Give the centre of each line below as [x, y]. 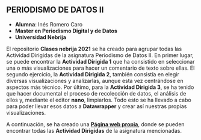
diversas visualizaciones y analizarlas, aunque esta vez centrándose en [95, 81]
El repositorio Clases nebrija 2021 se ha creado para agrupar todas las [94, 49]
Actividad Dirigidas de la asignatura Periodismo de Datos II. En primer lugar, [100, 55]
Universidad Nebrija [40, 37]
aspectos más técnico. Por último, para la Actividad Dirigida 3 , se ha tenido [100, 87]
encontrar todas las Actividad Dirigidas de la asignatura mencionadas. [94, 130]
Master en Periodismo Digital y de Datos [66, 31]
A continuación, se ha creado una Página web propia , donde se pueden [95, 124]
